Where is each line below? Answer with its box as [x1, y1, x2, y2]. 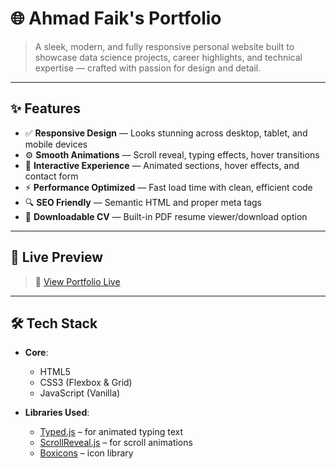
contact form [24, 170, 79, 182]
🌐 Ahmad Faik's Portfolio [10, 7, 222, 30]
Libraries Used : [24, 407, 90, 419]
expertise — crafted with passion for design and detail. [34, 62, 262, 74]
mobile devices [24, 138, 88, 150]
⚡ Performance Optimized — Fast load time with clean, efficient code [24, 181, 313, 193]
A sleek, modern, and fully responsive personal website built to [34, 40, 295, 52]
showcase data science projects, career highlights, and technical [34, 51, 303, 63]
